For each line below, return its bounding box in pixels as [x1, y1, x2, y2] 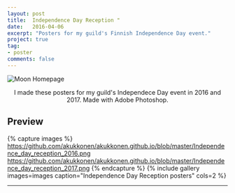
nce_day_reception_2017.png [7, 164, 90, 172]
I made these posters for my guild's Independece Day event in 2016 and [13, 88, 222, 96]
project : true [7, 36, 49, 43]
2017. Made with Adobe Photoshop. [66, 95, 169, 104]
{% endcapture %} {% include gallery [91, 164, 200, 172]
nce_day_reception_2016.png [7, 149, 91, 157]
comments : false [7, 56, 55, 63]
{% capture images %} [7, 134, 73, 143]
